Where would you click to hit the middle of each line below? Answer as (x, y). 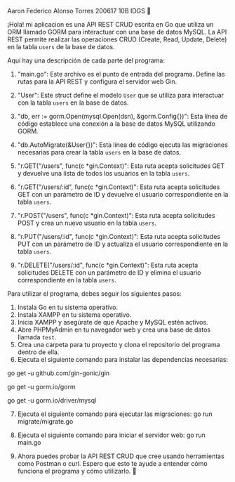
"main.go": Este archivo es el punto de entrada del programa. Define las (121, 74)
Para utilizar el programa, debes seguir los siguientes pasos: (95, 294)
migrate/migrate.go (45, 421)
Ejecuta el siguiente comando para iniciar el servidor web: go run (111, 435)
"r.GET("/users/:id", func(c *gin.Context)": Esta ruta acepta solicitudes (119, 187)
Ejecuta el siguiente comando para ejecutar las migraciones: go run (115, 414)
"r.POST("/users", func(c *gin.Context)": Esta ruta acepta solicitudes (116, 215)
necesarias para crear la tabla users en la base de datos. (99, 152)
